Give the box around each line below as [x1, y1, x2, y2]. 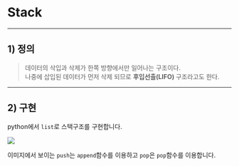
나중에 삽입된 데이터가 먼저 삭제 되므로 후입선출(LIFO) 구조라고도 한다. [24, 72, 220, 81]
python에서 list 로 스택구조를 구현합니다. [7, 122, 122, 130]
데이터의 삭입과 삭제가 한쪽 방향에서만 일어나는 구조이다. [24, 63, 181, 72]
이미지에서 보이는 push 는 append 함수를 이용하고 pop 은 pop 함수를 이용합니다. [7, 150, 216, 159]
